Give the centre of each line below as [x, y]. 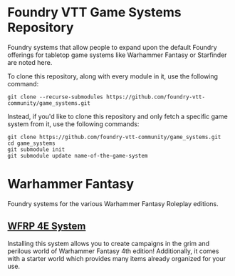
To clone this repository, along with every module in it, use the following [113, 76]
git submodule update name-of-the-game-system [78, 155]
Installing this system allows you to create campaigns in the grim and [109, 243]
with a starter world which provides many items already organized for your [117, 258]
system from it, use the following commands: [73, 124]
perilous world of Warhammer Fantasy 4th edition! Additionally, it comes [113, 251]
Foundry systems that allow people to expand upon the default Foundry [112, 47]
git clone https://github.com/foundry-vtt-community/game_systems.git [114, 137]
